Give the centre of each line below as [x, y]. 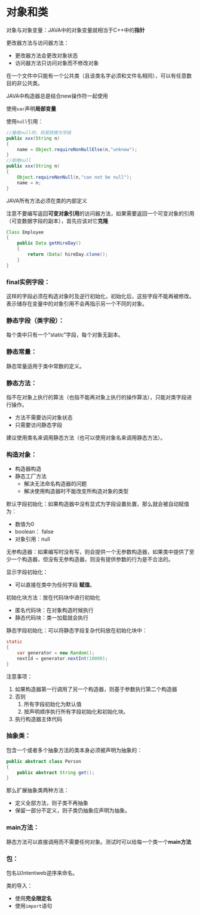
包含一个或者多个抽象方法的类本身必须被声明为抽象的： [74, 750]
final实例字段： [28, 282]
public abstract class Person [44, 761]
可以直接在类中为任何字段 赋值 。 [55, 585]
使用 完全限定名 [33, 898]
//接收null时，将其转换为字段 [39, 132]
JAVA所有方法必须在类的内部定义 [47, 201]
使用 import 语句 [33, 905]
